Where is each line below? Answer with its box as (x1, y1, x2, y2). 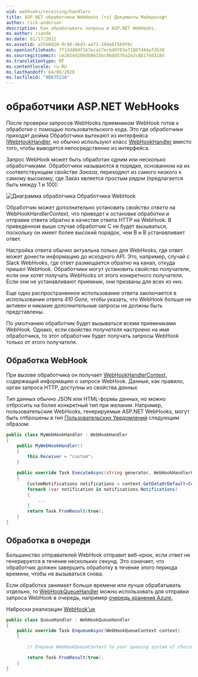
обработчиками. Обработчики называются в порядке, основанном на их (6, 162, 190, 169)
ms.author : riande (6, 31, 51, 37)
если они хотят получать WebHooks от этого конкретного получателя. (6, 272, 184, 279)
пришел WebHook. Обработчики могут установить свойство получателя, (6, 266, 190, 273)
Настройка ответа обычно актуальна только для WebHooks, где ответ (6, 247, 183, 254)
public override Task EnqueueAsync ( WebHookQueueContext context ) (16, 628, 181, 634)
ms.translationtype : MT (6, 58, 65, 64)
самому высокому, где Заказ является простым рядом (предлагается (6, 175, 183, 182)
